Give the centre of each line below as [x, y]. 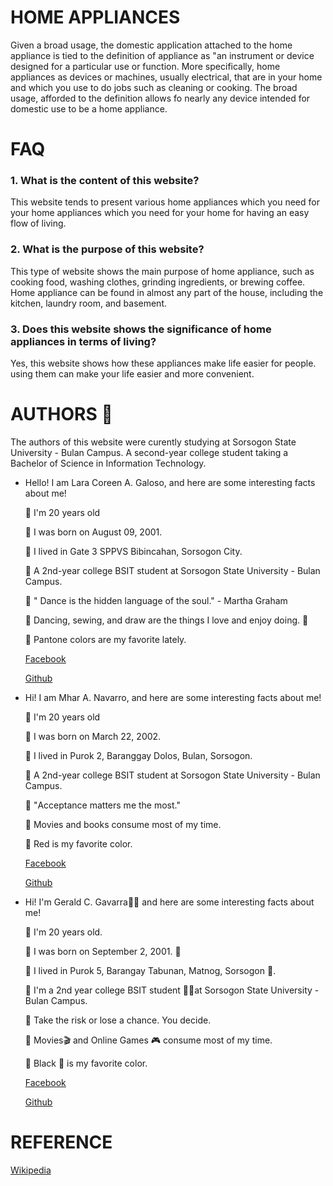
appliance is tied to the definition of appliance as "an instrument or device [162, 55]
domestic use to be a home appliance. [89, 108]
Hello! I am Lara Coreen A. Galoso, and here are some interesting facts [170, 482]
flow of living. [38, 223]
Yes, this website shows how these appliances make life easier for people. [163, 363]
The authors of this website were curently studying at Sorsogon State [153, 442]
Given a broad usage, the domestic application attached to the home [151, 45]
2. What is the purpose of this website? [107, 249]
